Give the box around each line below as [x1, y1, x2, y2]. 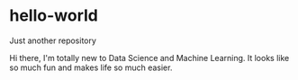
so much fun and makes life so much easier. [9, 62, 173, 73]
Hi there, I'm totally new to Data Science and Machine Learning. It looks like [9, 52, 290, 63]
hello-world [9, 5, 99, 26]
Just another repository [9, 35, 97, 46]
